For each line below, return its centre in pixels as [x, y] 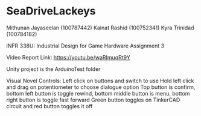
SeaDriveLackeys [51, 11]
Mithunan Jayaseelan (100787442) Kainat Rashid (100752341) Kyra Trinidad [100, 28]
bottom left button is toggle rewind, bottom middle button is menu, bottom [98, 93]
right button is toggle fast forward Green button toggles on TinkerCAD [93, 100]
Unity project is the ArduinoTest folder [53, 69]
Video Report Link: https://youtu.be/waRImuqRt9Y [69, 57]
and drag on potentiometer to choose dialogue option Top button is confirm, [101, 87]
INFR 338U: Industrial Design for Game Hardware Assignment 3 [85, 46]
